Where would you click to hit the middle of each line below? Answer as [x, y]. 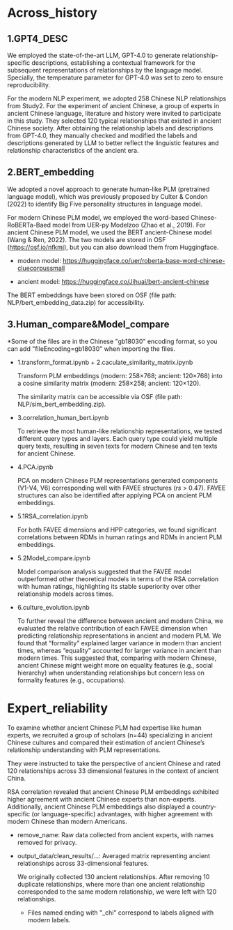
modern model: [39, 260]
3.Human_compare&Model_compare [88, 325]
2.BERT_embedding [51, 172]
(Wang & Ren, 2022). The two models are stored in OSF [87, 239]
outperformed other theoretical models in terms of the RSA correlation [118, 579]
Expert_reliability [58, 708]
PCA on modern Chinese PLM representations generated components [118, 480]
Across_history [52, 13]
